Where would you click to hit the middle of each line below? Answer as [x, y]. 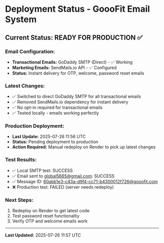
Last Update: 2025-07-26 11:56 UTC [49, 137]
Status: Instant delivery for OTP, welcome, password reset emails [78, 73]
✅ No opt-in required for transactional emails [57, 108]
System [21, 19]
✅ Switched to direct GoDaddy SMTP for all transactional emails [77, 97]
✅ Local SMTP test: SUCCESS [42, 170]
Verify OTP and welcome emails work [50, 221]
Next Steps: [19, 200]
